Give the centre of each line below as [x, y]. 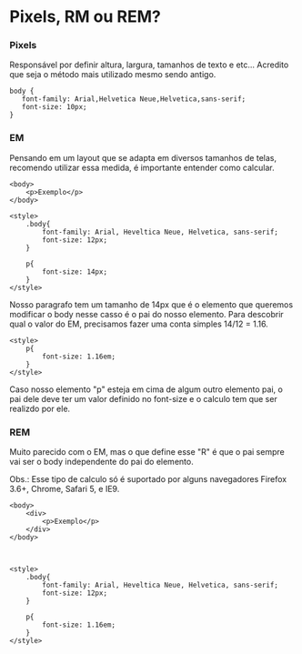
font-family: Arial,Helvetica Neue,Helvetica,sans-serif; [134, 99]
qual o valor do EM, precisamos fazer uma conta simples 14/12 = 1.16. [139, 324]
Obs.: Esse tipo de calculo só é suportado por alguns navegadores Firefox [148, 479]
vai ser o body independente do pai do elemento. [101, 462]
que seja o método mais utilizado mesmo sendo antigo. [113, 75]
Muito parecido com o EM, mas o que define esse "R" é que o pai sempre [147, 452]
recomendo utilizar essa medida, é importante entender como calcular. [142, 167]
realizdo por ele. [40, 408]
